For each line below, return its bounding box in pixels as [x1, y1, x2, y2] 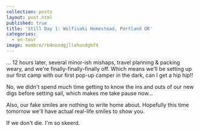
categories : [6, 31, 36, 37]
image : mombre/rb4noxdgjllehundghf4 [6, 43, 98, 49]
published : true [6, 20, 47, 26]
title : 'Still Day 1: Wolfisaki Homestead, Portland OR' [6, 25, 153, 32]
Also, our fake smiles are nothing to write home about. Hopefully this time [6, 101, 189, 108]
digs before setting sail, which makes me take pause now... [6, 90, 153, 97]
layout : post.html [6, 14, 53, 20]
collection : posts [6, 8, 53, 15]
